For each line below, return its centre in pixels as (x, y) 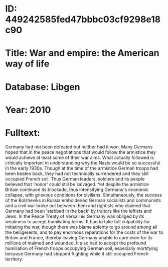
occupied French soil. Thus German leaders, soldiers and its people (75, 179)
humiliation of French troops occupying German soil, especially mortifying (81, 248)
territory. (14, 259)
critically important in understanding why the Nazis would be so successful (83, 163)
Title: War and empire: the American (82, 53)
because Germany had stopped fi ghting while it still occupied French (77, 253)
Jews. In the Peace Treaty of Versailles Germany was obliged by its (75, 216)
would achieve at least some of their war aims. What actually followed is (79, 157)
